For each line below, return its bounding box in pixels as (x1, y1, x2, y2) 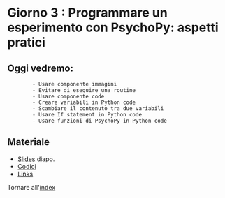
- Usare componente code (32, 93, 105, 100)
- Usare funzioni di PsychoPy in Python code (32, 117, 168, 124)
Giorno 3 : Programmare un (7, 5, 168, 21)
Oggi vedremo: (7, 62, 73, 74)
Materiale (7, 136, 50, 148)
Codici (17, 162, 36, 170)
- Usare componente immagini (32, 81, 117, 88)
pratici (7, 35, 45, 50)
